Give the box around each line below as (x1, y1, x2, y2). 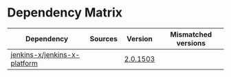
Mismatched (170, 30, 212, 39)
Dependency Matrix (7, 5, 122, 21)
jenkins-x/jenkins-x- (10, 49, 80, 59)
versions (176, 38, 206, 47)
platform (10, 58, 38, 68)
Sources (89, 34, 118, 43)
